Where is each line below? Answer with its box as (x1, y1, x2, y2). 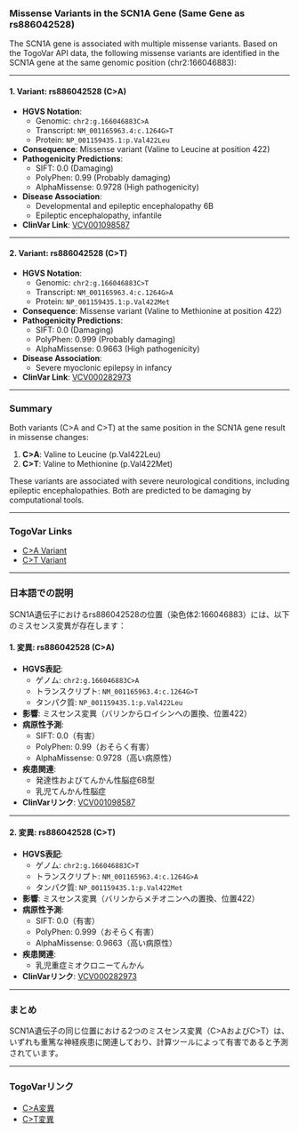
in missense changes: (9, 432, 89, 442)
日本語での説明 (9, 587, 74, 599)
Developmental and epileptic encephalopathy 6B (35, 200, 214, 211)
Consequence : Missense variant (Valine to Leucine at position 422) (21, 143, 271, 154)
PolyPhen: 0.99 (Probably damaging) (35, 172, 171, 182)
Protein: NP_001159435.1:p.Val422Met (35, 296, 171, 307)
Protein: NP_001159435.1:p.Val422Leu (35, 134, 171, 145)
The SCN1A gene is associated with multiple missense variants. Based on (9, 38, 279, 49)
